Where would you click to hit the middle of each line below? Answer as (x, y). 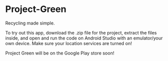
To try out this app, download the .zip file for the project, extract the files (81, 32)
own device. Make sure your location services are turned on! (69, 43)
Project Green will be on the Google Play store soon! (60, 53)
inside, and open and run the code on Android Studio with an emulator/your (84, 38)
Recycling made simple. (30, 23)
